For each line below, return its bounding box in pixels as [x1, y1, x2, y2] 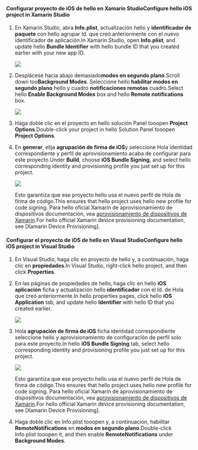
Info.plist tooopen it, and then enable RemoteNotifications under [14, 431, 173, 438]
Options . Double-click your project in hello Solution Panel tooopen [14, 126, 176, 133]
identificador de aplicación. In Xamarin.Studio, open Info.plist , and [14, 37, 176, 44]
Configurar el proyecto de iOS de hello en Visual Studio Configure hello [6, 236, 183, 243]
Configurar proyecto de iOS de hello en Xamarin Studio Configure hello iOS [6, 5, 192, 12]
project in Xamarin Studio [6, 11, 70, 18]
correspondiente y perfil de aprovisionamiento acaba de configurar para [14, 150, 191, 157]
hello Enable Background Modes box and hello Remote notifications [14, 91, 184, 98]
